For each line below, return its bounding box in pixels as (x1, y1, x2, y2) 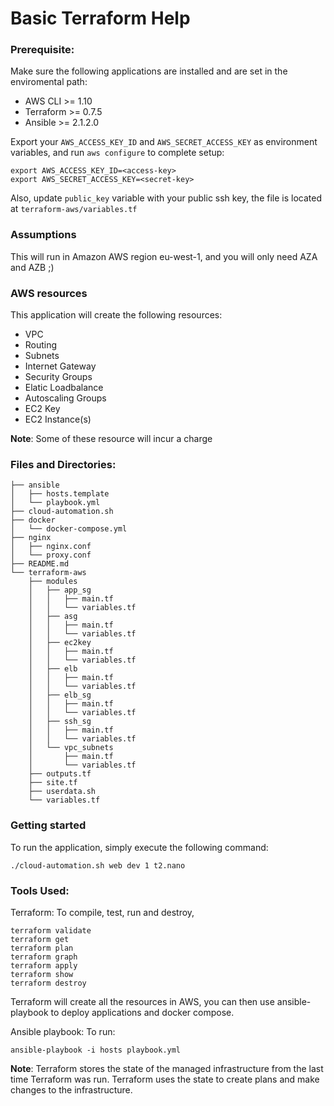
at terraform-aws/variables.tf (10, 203, 138, 215)
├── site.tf (28, 778, 78, 788)
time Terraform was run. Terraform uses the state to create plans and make (10, 1073, 320, 1085)
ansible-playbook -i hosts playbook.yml (10, 1045, 182, 1055)
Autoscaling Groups (24, 392, 107, 404)
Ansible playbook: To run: (10, 1025, 116, 1037)
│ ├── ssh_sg (28, 717, 92, 727)
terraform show (10, 969, 74, 979)
